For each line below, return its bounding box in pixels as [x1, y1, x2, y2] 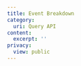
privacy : [7, 42, 32, 49]
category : [7, 16, 35, 23]
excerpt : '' [13, 36, 48, 43]
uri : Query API [13, 23, 56, 30]
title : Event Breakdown [7, 10, 75, 17]
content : [7, 29, 32, 36]
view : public [13, 49, 50, 56]
